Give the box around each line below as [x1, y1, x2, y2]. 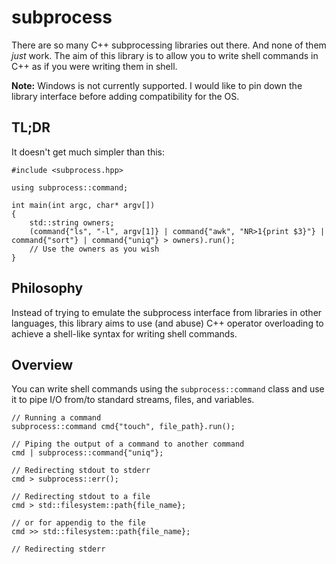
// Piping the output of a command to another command [11, 439, 245, 450]
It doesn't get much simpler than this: [11, 146, 165, 158]
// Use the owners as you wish [29, 244, 160, 254]
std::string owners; [29, 217, 115, 228]
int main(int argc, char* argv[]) [11, 200, 156, 210]
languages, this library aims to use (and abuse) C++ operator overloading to [11, 317, 324, 329]
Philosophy [11, 280, 84, 297]
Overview [11, 356, 74, 373]
